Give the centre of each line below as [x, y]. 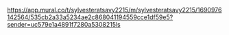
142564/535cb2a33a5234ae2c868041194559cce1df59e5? [90, 17]
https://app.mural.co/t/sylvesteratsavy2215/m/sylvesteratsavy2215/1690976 [114, 10]
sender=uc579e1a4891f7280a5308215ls [64, 24]
